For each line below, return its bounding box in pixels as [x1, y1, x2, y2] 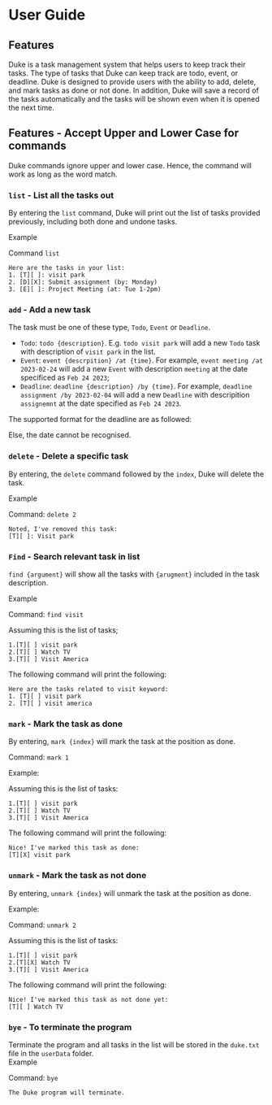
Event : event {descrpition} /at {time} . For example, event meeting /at [19, 355, 264, 365]
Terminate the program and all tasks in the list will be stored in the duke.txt [8, 1039, 260, 1050]
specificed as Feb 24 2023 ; [19, 372, 110, 383]
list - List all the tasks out [8, 189, 114, 201]
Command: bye [8, 1072, 58, 1082]
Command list [8, 248, 60, 258]
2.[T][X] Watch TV [8, 958, 71, 967]
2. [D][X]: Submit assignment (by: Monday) [8, 278, 158, 286]
